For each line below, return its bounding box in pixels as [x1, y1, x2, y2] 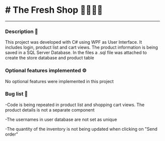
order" [5, 131, 18, 137]
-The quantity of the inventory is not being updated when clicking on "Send [5, 126, 158, 132]
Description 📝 [5, 28, 38, 35]
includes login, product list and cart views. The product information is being [5, 44, 158, 51]
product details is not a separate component [5, 107, 95, 113]
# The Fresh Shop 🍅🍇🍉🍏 [5, 4, 103, 16]
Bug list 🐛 [5, 90, 28, 97]
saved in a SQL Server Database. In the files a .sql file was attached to [5, 50, 147, 56]
